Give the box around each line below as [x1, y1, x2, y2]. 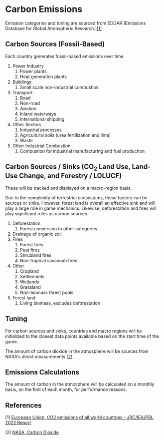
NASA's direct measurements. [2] [5, 353, 73, 359]
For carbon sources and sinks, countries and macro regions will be [5, 328, 142, 334]
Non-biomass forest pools [19, 289, 74, 295]
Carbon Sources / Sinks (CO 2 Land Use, [5, 163, 131, 172]
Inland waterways [19, 111, 56, 117]
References [5, 401, 42, 409]
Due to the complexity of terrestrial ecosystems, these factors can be [5, 194, 148, 201]
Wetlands [19, 279, 39, 285]
